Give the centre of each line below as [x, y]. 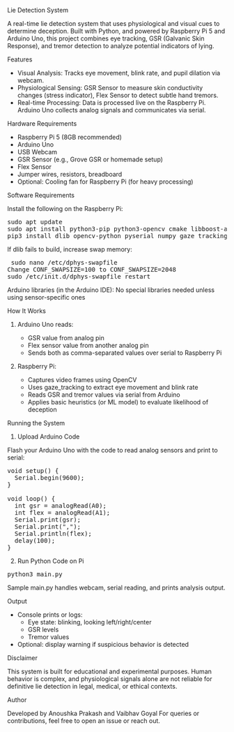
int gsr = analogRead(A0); [60, 506]
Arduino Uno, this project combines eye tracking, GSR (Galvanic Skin [106, 38]
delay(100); [35, 541]
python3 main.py [35, 574]
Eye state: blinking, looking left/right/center [89, 622]
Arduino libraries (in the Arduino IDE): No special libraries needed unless [111, 290]
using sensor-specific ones [46, 297]
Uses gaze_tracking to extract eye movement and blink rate [113, 387]
